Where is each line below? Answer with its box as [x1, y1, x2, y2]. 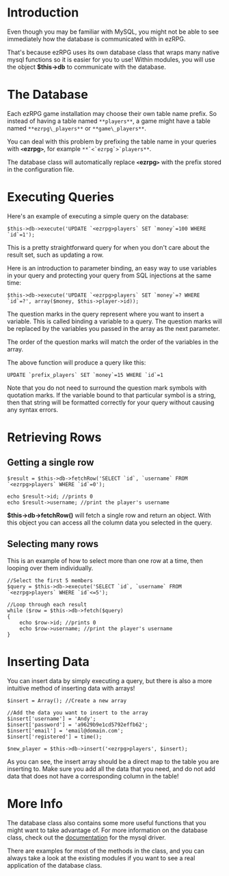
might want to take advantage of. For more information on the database [7, 826, 208, 834]
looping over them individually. [7, 564, 94, 572]
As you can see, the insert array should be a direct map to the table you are [7, 757, 219, 765]
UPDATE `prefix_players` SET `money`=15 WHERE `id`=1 [7, 371, 164, 378]
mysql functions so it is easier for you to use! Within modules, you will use [7, 55, 215, 63]
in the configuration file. [7, 165, 75, 173]
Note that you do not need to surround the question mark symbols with [7, 383, 207, 392]
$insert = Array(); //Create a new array [7, 697, 127, 704]
